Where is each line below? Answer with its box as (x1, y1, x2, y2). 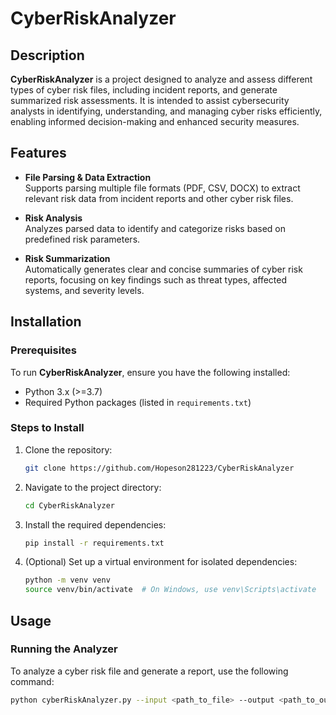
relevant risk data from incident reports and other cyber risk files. (24, 192, 294, 204)
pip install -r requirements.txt (24, 538, 165, 548)
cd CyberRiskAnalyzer (24, 500, 115, 511)
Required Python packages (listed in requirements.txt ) (24, 396, 252, 408)
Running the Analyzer (10, 642, 118, 656)
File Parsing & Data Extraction (24, 171, 152, 183)
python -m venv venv (24, 575, 111, 586)
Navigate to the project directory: (24, 481, 162, 493)
